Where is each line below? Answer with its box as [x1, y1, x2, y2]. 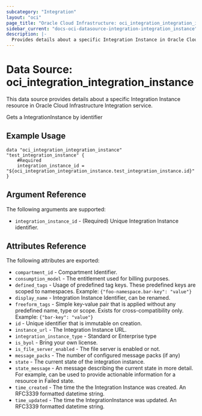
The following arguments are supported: [6, 205, 106, 213]
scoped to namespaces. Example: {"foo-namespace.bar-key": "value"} [14, 288, 192, 295]
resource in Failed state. [14, 377, 75, 385]
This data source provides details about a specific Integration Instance [6, 95, 181, 102]
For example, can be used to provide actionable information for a [14, 371, 176, 378]
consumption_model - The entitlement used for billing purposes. [14, 275, 170, 282]
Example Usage [6, 131, 66, 141]
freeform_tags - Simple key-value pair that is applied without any [14, 300, 176, 308]
